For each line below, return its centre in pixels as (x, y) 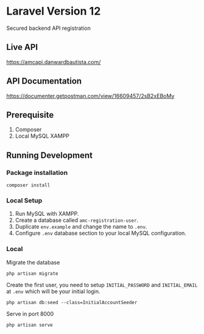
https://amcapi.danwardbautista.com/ (54, 62)
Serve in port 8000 (30, 314)
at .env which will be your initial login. (53, 291)
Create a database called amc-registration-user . (77, 220)
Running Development (50, 155)
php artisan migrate (33, 273)
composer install (28, 185)
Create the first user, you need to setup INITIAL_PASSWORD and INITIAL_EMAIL (102, 285)
